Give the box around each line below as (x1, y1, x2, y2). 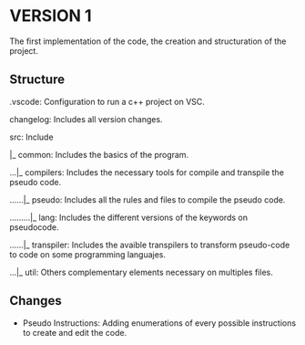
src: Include (9, 131, 54, 142)
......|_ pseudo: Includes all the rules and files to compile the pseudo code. (9, 193, 286, 205)
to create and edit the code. (22, 327, 127, 338)
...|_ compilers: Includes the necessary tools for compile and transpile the (9, 166, 285, 178)
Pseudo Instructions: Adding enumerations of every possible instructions (22, 317, 297, 329)
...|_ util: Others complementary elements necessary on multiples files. (9, 267, 273, 277)
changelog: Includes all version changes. (9, 113, 163, 124)
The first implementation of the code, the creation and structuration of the (9, 36, 287, 47)
